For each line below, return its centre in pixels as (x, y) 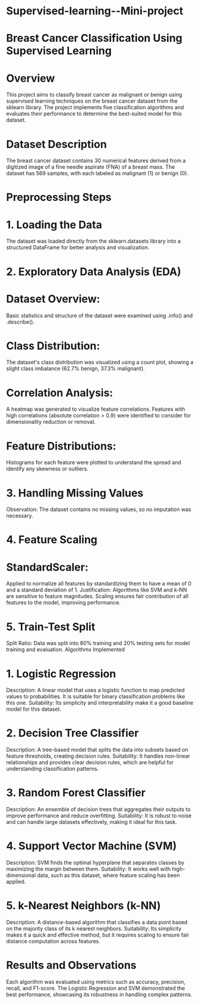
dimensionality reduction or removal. (51, 422)
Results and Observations (71, 966)
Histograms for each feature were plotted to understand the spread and (94, 463)
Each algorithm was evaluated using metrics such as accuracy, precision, (96, 981)
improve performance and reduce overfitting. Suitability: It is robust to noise (99, 816)
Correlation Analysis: (60, 393)
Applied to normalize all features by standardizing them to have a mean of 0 (99, 584)
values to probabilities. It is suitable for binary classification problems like (96, 696)
